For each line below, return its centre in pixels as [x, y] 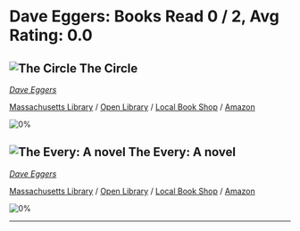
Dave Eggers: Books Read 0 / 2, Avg [144, 16]
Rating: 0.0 [51, 35]
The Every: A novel [182, 152]
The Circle [108, 68]
